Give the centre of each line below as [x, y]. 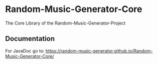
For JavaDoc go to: [25, 50]
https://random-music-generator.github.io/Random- [99, 50]
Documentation [30, 39]
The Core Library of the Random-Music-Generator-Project [65, 23]
